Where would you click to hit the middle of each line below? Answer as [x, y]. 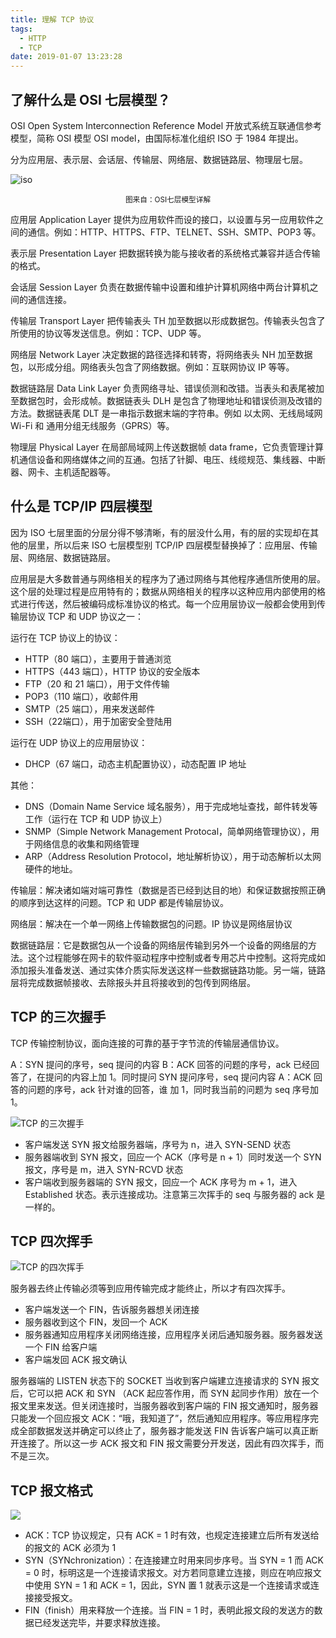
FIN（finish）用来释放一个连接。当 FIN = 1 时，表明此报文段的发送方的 [169, 1610]
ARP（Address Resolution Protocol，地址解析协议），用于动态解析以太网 [173, 856]
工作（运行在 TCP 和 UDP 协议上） [96, 818]
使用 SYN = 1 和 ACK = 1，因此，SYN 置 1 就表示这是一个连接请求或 [172, 1585]
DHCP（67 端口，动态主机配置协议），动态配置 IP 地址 [135, 763]
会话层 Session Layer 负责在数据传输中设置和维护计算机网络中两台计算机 [160, 287]
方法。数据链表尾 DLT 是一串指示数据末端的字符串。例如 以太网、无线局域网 [166, 413]
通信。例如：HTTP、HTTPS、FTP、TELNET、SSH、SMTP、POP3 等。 [174, 232]
